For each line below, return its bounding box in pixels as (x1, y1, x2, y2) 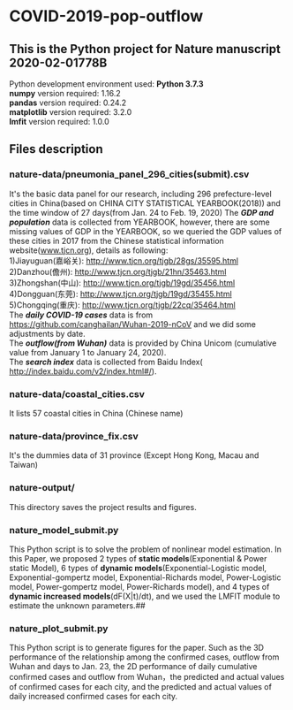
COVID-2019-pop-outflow (9, 6, 204, 27)
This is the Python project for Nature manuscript (9, 42, 281, 57)
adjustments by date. (9, 328, 86, 339)
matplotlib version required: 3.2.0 (9, 107, 132, 117)
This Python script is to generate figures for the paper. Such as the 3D (9, 643, 265, 653)
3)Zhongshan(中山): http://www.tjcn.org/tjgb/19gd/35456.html (9, 277, 236, 288)
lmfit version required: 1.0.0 (9, 117, 110, 126)
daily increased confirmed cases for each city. (9, 691, 178, 702)
